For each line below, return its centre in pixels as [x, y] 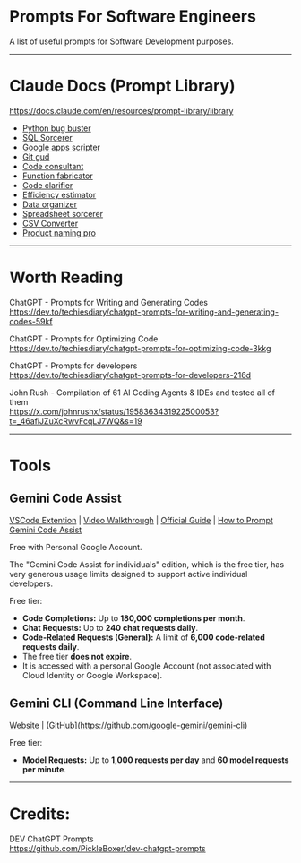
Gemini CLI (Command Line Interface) [116, 704]
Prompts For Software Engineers [133, 17]
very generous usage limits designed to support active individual [129, 574]
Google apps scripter [61, 147]
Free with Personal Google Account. [76, 547]
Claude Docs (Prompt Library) [122, 86]
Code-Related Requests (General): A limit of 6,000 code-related [144, 637]
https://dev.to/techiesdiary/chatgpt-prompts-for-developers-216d [130, 375]
